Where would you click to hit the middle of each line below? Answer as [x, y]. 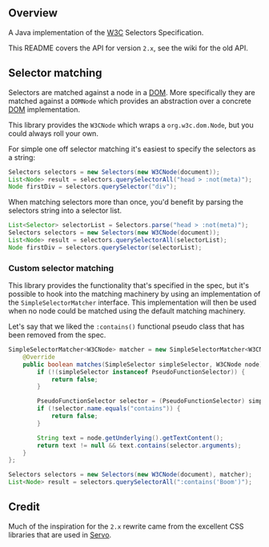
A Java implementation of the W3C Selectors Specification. [106, 32]
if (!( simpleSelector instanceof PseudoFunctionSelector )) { [141, 372]
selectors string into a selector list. [65, 210]
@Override [39, 357]
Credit [24, 507]
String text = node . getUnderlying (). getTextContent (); [130, 438]
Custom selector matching [61, 268]
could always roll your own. [53, 133]
